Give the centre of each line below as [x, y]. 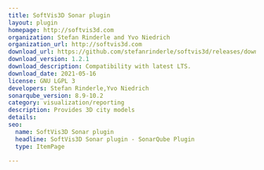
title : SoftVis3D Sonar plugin [59, 15]
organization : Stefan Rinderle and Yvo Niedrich [89, 37]
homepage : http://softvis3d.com [61, 30]
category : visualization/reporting [66, 103]
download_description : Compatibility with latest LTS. [100, 67]
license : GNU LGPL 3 [42, 81]
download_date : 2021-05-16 [52, 74]
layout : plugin [33, 23]
